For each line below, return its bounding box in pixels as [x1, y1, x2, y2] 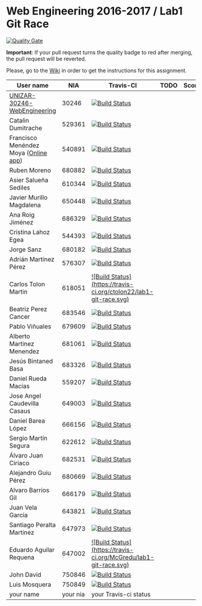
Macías [9, 381, 30, 390]
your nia [62, 590, 85, 598]
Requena [9, 553, 35, 561]
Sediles [9, 183, 30, 191]
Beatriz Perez [9, 305, 47, 313]
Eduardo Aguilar [9, 545, 55, 553]
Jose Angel [9, 391, 41, 400]
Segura [9, 441, 30, 450]
